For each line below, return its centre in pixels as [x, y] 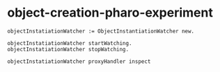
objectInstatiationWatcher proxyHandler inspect [79, 61]
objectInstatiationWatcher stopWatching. [68, 49]
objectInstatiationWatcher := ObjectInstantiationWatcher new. [101, 31]
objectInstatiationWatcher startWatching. [70, 43]
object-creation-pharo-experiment [110, 13]
